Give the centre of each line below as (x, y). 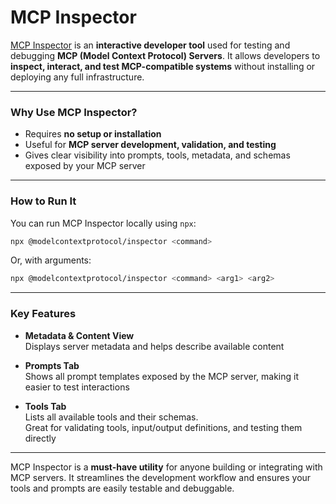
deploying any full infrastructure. (77, 77)
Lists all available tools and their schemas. (111, 417)
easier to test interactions (77, 387)
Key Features (43, 314)
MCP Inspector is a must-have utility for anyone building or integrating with (166, 467)
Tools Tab (45, 406)
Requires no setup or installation (93, 134)
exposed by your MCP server (85, 166)
